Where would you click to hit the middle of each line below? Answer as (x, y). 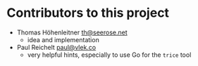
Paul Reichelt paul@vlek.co (56, 47)
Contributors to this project (88, 13)
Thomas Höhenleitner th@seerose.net (72, 32)
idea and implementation (63, 39)
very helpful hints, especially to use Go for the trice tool (109, 55)
